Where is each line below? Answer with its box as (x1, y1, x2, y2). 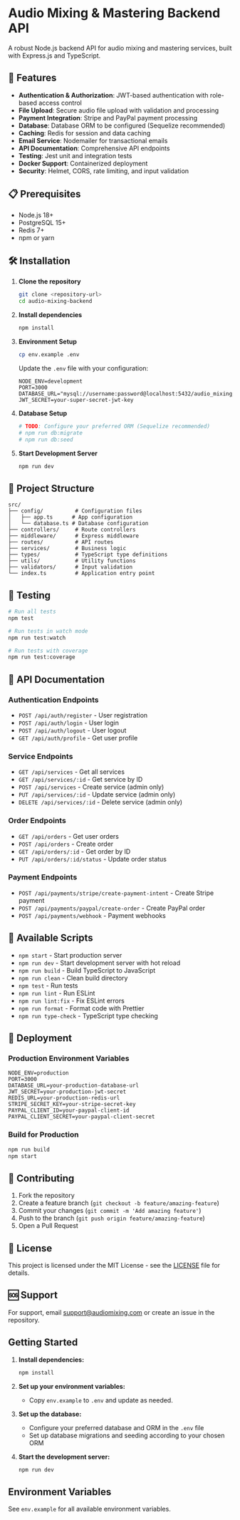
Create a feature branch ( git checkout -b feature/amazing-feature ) (18, 1199, 220, 1207)
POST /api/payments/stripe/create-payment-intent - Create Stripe (18, 889, 214, 897)
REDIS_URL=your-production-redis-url (8, 1095, 120, 1102)
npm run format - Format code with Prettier (18, 1003, 145, 1013)
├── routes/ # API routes (8, 539, 114, 546)
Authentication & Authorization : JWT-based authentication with (18, 91, 209, 99)
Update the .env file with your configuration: (18, 363, 149, 372)
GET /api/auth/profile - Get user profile (18, 733, 138, 742)
